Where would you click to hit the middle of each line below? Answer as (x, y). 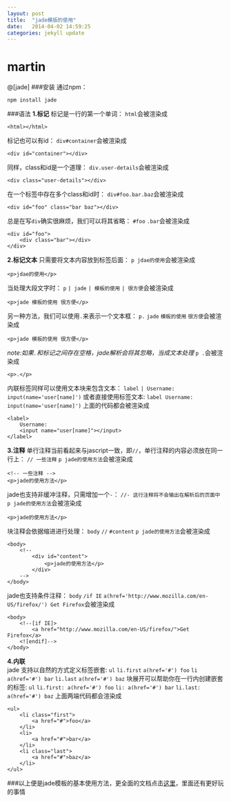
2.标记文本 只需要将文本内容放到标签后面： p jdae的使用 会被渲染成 (101, 260)
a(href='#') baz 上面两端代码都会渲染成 (64, 696)
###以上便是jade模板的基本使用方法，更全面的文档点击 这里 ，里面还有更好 (113, 783)
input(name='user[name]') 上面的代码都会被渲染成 (78, 406)
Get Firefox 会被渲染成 (83, 604)
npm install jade (32, 100)
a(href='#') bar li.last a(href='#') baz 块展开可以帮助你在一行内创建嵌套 (115, 679)
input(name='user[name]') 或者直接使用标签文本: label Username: (100, 397)
